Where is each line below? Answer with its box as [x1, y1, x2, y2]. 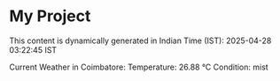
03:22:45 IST [9, 44, 58, 55]
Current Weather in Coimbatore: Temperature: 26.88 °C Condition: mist [9, 62, 268, 72]
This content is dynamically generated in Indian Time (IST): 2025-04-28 [9, 35, 272, 46]
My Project [9, 6, 91, 26]
